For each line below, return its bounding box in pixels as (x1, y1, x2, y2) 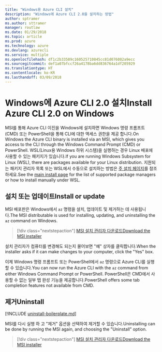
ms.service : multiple (5, 52, 49, 57)
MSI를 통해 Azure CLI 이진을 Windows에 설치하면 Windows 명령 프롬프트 (5, 124, 145, 130)
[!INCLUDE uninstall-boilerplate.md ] (5, 311, 76, 317)
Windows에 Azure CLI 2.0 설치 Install (5, 97, 152, 108)
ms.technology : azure (5, 43, 49, 48)
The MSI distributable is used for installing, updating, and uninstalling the (10, 212, 156, 218)
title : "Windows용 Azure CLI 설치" (5, 7, 74, 12)
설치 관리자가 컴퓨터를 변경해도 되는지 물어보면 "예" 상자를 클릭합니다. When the (5, 243, 156, 249)
